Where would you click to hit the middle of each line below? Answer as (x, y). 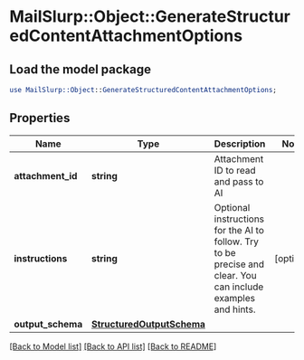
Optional (232, 207)
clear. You (235, 275)
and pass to (239, 181)
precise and (239, 264)
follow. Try (237, 242)
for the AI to (239, 230)
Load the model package (81, 69)
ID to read (235, 170)
